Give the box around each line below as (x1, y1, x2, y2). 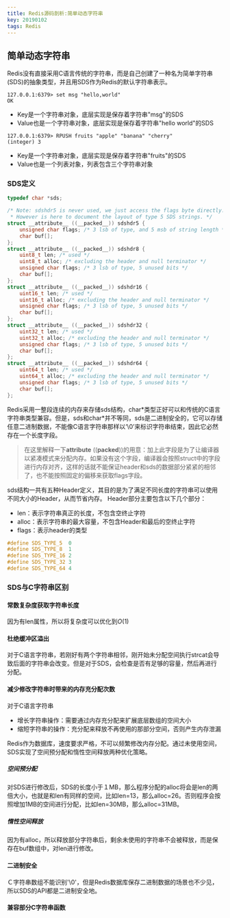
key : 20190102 (7, 16, 48, 23)
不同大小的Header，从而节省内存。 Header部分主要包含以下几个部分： (7, 494, 207, 502)
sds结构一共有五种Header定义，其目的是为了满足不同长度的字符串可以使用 (7, 486, 218, 494)
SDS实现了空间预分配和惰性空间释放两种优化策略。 (7, 747, 152, 756)
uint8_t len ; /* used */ (19, 251, 90, 259)
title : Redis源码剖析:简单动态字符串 (7, 10, 103, 17)
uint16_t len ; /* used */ (19, 290, 94, 297)
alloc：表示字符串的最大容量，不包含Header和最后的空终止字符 (16, 517, 196, 525)
